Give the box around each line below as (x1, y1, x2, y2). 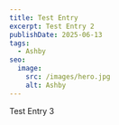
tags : (9, 38, 30, 48)
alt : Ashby (25, 81, 67, 90)
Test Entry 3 (9, 105, 55, 116)
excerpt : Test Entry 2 (9, 22, 95, 31)
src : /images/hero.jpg (25, 72, 111, 82)
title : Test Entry (9, 13, 78, 23)
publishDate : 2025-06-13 (9, 30, 103, 39)
